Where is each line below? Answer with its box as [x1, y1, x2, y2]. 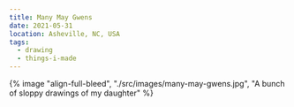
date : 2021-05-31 [9, 21, 73, 30]
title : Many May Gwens [9, 12, 93, 22]
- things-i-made [17, 54, 77, 63]
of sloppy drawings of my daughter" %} [9, 88, 155, 98]
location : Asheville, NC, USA [9, 29, 121, 38]
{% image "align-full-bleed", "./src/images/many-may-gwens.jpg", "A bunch [9, 79, 285, 88]
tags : [9, 37, 29, 47]
